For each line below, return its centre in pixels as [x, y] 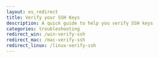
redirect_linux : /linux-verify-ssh [51, 46]
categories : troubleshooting [43, 29]
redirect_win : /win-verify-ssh [46, 34]
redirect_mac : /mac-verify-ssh [46, 40]
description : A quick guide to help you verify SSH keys [80, 23]
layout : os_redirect [32, 12]
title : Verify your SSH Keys [43, 18]
